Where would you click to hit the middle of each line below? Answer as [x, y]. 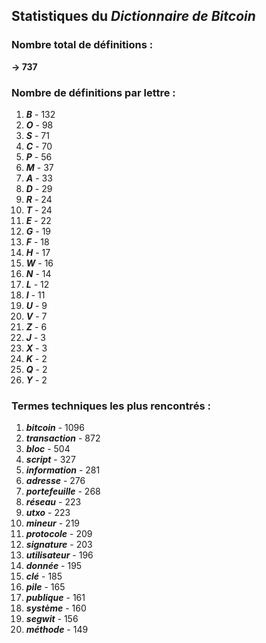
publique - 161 [55, 598]
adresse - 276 [55, 481]
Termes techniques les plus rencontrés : [111, 406]
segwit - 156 [52, 619]
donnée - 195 [54, 566]
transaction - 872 [63, 438]
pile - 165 [45, 587]
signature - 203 [59, 545]
